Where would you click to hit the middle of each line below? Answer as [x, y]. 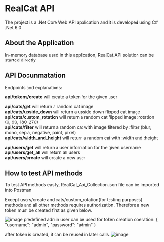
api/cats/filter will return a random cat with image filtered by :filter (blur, [78, 127]
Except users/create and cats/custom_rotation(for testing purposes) [74, 200]
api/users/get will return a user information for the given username [73, 147]
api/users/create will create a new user [45, 157]
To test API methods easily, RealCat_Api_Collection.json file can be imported [82, 185]
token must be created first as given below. [49, 210]
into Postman [18, 190]
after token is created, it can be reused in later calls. [58, 235]
